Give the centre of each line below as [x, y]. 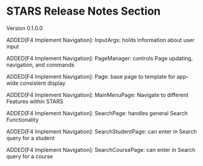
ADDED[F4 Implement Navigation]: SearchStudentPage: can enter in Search [101, 131]
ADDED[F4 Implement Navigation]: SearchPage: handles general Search [97, 113]
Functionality [23, 120]
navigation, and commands [40, 65]
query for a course [30, 156]
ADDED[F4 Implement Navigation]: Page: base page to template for [91, 76]
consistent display [43, 83]
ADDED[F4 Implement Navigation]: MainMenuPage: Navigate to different [98, 95]
